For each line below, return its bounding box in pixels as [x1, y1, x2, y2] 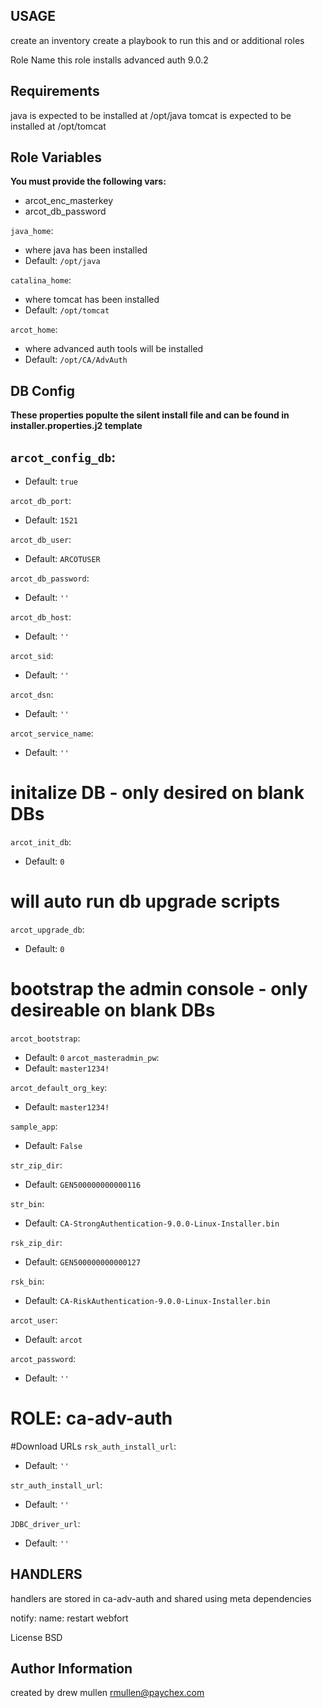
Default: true [24, 475, 78, 488]
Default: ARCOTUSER [24, 553, 101, 565]
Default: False [24, 1139, 83, 1151]
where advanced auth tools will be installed [24, 343, 204, 355]
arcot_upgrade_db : [10, 923, 85, 935]
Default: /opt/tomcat [24, 304, 110, 316]
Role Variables [10, 149, 102, 166]
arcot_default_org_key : [10, 1081, 108, 1093]
